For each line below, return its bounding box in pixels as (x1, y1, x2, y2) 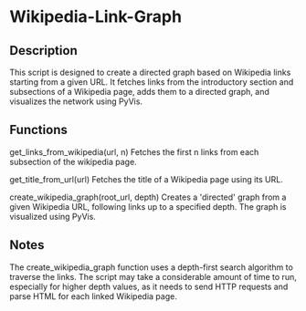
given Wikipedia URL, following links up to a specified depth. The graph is (9, 201, 287, 212)
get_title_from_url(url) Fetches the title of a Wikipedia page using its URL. (9, 173, 283, 184)
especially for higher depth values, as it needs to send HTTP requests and (9, 281, 289, 292)
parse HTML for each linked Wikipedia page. (9, 290, 178, 302)
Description (9, 43, 78, 58)
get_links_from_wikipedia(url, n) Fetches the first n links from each (9, 146, 259, 157)
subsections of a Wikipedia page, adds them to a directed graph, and (9, 87, 269, 97)
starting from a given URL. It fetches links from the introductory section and (9, 77, 294, 88)
